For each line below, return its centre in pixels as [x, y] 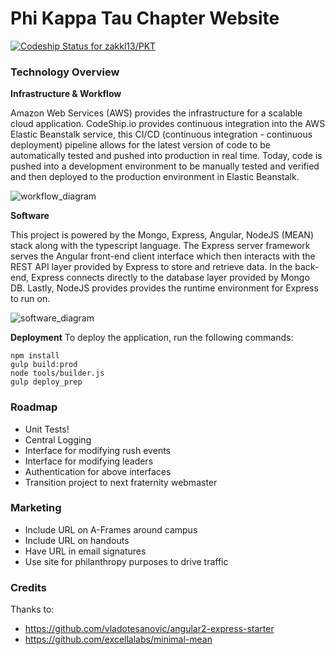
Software [30, 216]
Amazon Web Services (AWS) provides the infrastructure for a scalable [156, 113]
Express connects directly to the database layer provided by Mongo [170, 278]
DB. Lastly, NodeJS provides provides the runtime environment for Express [164, 288]
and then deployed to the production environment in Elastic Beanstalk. [155, 177]
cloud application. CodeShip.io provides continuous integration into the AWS [168, 124]
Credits [28, 587]
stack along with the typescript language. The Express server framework [160, 246]
